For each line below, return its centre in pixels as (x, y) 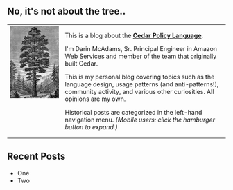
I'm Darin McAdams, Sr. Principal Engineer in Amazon (141, 48)
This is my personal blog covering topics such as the (140, 77)
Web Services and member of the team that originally (141, 56)
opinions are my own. (95, 99)
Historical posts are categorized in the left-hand (133, 112)
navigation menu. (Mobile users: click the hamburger (140, 120)
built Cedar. (81, 63)
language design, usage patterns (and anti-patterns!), (142, 84)
